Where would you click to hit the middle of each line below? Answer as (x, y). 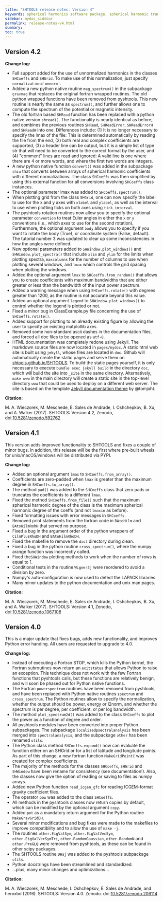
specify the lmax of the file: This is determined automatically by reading (83, 135)
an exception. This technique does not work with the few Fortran (77, 673)
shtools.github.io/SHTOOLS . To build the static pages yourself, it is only (83, 363)
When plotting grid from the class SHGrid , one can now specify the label (84, 197)
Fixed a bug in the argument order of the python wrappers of (73, 531)
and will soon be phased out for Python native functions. (68, 683)
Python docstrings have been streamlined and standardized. (72, 864)
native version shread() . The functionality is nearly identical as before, (82, 119)
